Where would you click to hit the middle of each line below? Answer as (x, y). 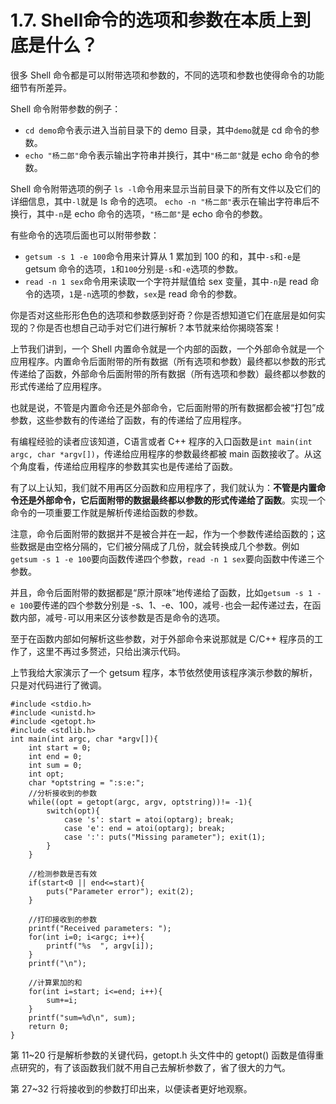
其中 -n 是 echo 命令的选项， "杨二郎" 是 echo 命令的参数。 (152, 213)
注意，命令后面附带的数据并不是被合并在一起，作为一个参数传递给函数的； (163, 533)
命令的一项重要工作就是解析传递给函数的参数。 (106, 512)
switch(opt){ (73, 811)
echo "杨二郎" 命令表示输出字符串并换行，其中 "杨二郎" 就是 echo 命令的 (168, 155)
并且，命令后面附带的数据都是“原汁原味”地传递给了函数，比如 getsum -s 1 (161, 592)
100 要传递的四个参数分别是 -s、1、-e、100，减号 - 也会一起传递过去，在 (166, 605)
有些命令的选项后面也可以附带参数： (85, 235)
